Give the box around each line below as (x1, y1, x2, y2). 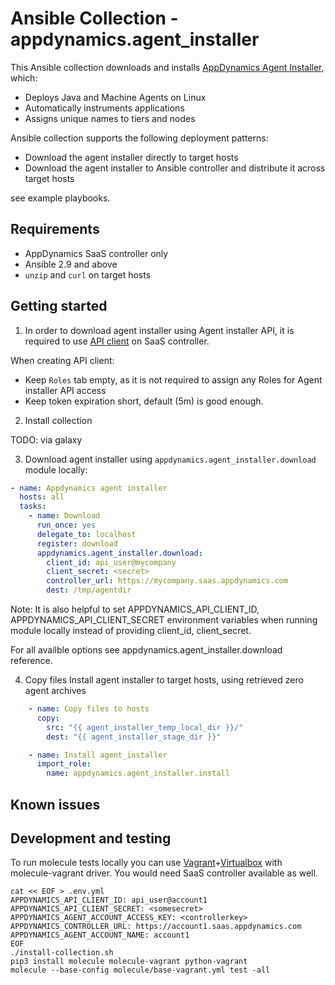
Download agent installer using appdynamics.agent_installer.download (24, 453, 317, 465)
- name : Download (28, 511, 101, 521)
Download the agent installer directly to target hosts (24, 151, 239, 163)
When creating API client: (10, 354, 115, 366)
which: (10, 72, 38, 84)
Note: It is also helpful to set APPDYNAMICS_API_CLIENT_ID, (10, 603, 260, 616)
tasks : (19, 502, 47, 512)
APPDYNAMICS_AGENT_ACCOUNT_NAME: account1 (10, 930, 190, 941)
